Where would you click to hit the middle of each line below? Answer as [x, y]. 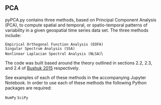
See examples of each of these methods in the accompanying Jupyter [76, 77]
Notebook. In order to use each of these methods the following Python [76, 83]
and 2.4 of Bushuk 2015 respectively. [42, 68]
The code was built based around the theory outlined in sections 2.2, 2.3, [79, 63]
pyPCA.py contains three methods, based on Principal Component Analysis [81, 20]
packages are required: [29, 88]
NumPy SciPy [17, 98]
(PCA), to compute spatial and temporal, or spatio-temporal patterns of [76, 25]
